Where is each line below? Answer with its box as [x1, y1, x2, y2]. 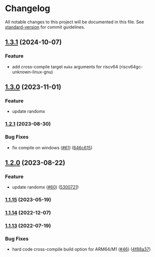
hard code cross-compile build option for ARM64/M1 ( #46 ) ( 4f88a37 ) [12, 246, 151, 252]
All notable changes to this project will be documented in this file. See [5, 19, 144, 25]
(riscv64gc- [119, 64, 143, 69]
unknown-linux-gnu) [12, 69, 53, 75]
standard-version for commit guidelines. [5, 24, 85, 30]
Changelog [5, 3, 50, 14]
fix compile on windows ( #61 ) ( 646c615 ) [12, 145, 93, 150]
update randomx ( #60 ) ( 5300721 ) [12, 184, 79, 190]
